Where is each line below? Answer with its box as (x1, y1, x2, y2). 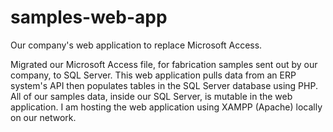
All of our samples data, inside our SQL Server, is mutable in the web (10, 90, 293, 102)
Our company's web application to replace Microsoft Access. (10, 39, 263, 51)
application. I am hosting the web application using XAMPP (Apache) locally (10, 101, 323, 113)
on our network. (10, 111, 77, 123)
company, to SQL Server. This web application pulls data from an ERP (10, 69, 297, 81)
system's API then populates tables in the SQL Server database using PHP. (10, 79, 318, 91)
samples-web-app (10, 6, 168, 29)
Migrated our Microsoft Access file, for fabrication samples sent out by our (10, 58, 318, 70)
